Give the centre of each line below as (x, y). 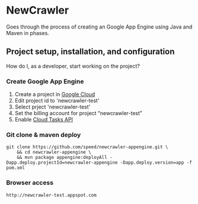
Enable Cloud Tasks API (44, 120)
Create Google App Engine (45, 81)
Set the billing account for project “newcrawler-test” (78, 113)
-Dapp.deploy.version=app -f (156, 163)
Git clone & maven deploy (44, 135)
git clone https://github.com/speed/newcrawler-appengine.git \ (87, 147)
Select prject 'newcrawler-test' (52, 107)
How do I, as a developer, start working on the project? (73, 66)
